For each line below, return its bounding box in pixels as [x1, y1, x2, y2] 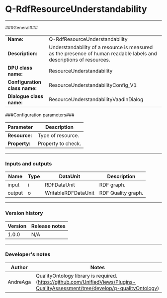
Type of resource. [37, 132, 80, 139]
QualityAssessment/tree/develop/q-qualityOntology [35, 285, 158, 292]
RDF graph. [99, 181, 126, 188]
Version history [5, 210, 43, 217]
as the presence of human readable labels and [49, 50, 158, 57]
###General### [5, 24, 38, 30]
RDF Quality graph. [99, 190, 144, 197]
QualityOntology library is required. [35, 272, 118, 279]
